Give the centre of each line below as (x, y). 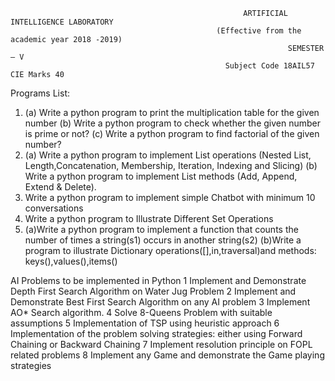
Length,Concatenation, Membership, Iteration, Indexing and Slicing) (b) (171, 165)
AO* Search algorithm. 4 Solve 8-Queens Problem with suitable (141, 312)
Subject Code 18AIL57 (269, 66)
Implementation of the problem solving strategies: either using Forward (156, 333)
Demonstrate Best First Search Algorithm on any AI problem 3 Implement (160, 302)
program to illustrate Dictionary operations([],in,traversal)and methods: (170, 250)
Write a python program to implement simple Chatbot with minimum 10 (170, 197)
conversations (54, 208)
